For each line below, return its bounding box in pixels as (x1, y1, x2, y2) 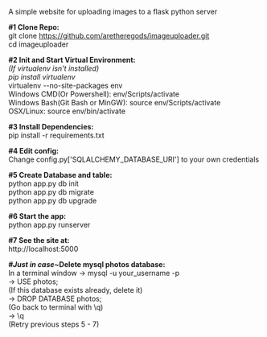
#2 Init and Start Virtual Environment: (8, 55, 136, 64)
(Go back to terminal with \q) (8, 302, 104, 312)
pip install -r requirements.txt (8, 130, 105, 140)
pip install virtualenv (8, 72, 76, 81)
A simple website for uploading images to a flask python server (8, 7, 218, 16)
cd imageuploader (8, 39, 69, 49)
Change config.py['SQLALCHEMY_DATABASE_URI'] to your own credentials (8, 154, 260, 164)
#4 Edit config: (8, 146, 59, 155)
